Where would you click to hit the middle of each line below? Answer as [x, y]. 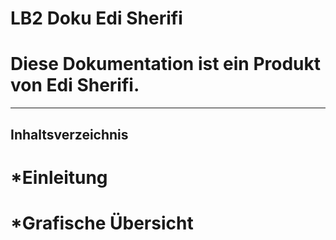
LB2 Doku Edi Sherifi [96, 18]
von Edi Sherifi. [75, 85]
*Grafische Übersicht [102, 223]
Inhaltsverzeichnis [69, 134]
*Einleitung [59, 177]
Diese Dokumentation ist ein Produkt [166, 64]
